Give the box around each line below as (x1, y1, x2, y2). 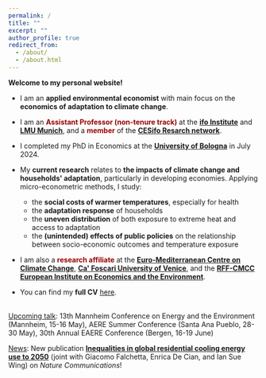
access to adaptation (31, 222, 101, 232)
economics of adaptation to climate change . (19, 101, 168, 111)
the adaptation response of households (31, 205, 164, 215)
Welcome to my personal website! (8, 77, 123, 88)
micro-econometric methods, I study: (19, 181, 142, 191)
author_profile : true (8, 33, 80, 42)
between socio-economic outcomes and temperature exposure (31, 240, 239, 249)
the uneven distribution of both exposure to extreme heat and (31, 214, 237, 224)
